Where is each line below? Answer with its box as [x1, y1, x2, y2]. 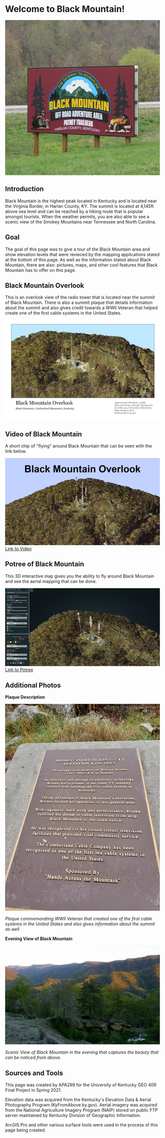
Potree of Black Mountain [5, 560, 84, 568]
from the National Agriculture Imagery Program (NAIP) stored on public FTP [5, 1107, 158, 1113]
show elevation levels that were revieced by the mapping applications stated [5, 251, 160, 257]
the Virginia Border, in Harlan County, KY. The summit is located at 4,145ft [5, 203, 154, 209]
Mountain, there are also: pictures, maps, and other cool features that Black [5, 262, 158, 268]
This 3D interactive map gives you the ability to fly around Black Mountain [5, 573, 155, 579]
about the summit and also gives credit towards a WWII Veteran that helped [5, 305, 158, 311]
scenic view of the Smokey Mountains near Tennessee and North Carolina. [5, 219, 156, 225]
